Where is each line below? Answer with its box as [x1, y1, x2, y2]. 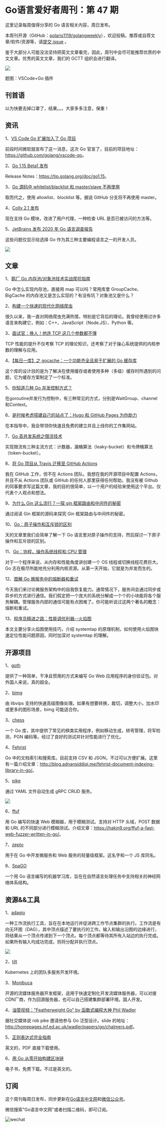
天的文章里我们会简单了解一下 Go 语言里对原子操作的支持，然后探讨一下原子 [5, 532, 161, 538]
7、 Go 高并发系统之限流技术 [5, 433, 63, 439]
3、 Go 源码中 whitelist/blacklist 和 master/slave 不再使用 [5, 184, 120, 190]
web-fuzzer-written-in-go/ [5, 831, 59, 837]
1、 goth [5, 663, 21, 668]
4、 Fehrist [5, 744, 26, 750]
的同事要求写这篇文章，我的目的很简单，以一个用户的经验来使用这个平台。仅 [5, 483, 161, 489]
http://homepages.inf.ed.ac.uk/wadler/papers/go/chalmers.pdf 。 [5, 1024, 137, 1030]
